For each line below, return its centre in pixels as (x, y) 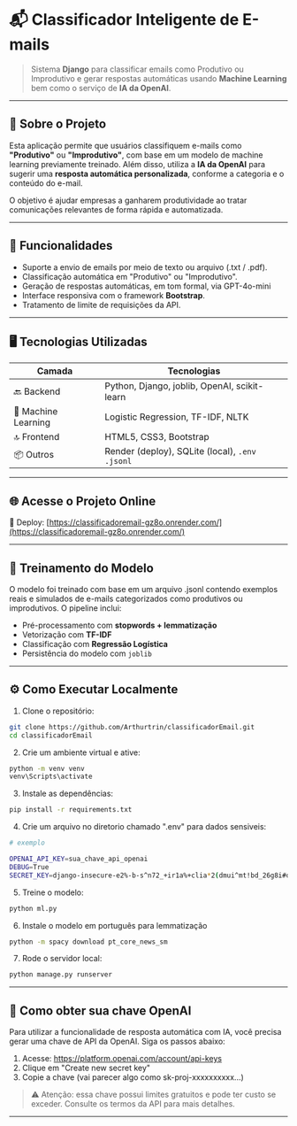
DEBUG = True (29, 867)
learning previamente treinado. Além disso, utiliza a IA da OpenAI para (137, 164)
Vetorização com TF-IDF (67, 635)
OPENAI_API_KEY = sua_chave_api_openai (79, 859)
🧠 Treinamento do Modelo (82, 568)
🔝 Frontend (37, 437)
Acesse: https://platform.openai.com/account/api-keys (122, 1059)
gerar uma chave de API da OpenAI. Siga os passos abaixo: (117, 1041)
